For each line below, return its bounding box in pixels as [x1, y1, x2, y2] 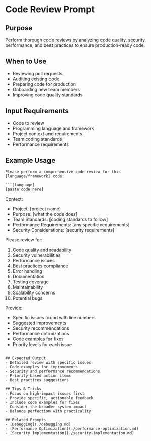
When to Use [5, 57, 47, 66]
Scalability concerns [12, 289, 56, 296]
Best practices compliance [12, 263, 68, 269]
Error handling [12, 268, 42, 274]
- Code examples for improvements [5, 365, 78, 370]
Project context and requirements [12, 130, 82, 137]
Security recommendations [12, 325, 69, 331]
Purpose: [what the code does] [12, 211, 77, 217]
